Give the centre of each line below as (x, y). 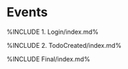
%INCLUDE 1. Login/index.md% (53, 32)
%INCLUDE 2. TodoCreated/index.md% (64, 45)
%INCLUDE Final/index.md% (49, 59)
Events (27, 12)
